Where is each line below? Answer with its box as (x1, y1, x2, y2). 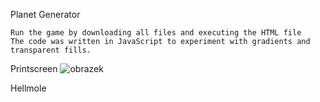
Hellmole (10, 82, 47, 94)
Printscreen (10, 63, 58, 74)
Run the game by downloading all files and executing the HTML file (10, 28, 302, 38)
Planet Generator (10, 9, 81, 20)
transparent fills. (10, 45, 92, 55)
